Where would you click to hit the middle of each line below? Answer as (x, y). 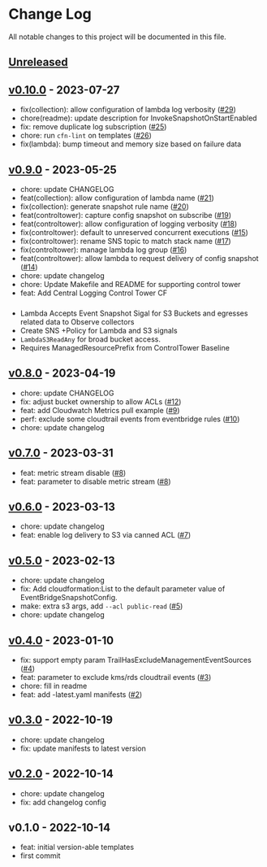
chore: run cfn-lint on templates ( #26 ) (86, 136)
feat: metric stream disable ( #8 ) (73, 473)
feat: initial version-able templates (77, 847)
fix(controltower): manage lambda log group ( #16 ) (103, 250)
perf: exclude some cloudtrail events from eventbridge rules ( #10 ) (130, 419)
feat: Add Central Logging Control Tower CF (94, 293)
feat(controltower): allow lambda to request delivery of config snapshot (139, 258)
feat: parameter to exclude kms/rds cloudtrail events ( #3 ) (116, 677)
